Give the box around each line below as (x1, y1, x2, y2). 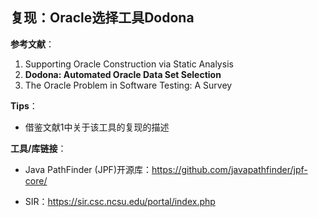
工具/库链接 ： (10, 142, 67, 154)
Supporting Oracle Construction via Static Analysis (24, 58, 234, 70)
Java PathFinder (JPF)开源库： (24, 163, 152, 175)
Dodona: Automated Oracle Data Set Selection (24, 68, 222, 80)
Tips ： (10, 99, 38, 112)
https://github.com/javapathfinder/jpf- (151, 163, 308, 175)
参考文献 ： (10, 38, 55, 50)
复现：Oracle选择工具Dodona (10, 9, 195, 27)
